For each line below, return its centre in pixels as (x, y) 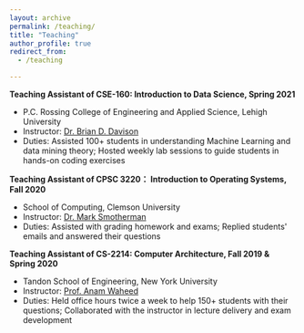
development (47, 320)
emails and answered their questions (91, 236)
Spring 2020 (34, 264)
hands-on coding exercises (74, 160)
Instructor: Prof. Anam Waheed (81, 291)
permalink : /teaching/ (52, 26)
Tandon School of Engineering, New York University (120, 281)
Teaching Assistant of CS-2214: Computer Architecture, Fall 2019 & (140, 254)
